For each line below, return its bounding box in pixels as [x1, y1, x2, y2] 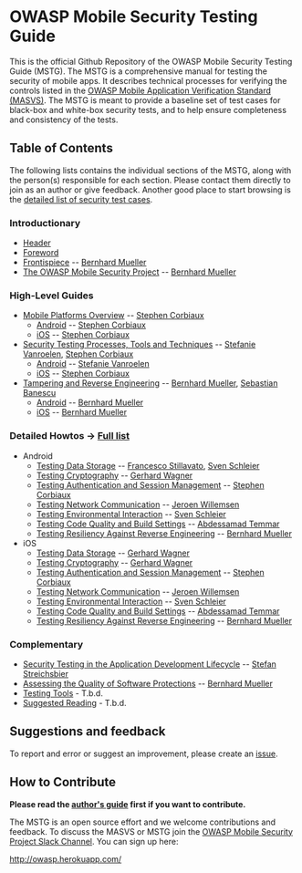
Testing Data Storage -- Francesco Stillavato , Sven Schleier [36, 460, 260, 471]
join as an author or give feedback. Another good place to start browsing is [9, 184, 292, 195]
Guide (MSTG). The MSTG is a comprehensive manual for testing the [9, 66, 267, 77]
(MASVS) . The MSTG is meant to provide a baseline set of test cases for [9, 94, 281, 106]
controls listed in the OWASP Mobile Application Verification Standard [9, 85, 271, 96]
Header [22, 237, 52, 248]
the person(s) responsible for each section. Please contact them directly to [9, 174, 291, 185]
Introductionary [9, 216, 81, 229]
